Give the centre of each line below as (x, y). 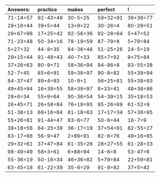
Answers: (19, 9)
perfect (106, 9)
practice (47, 9)
